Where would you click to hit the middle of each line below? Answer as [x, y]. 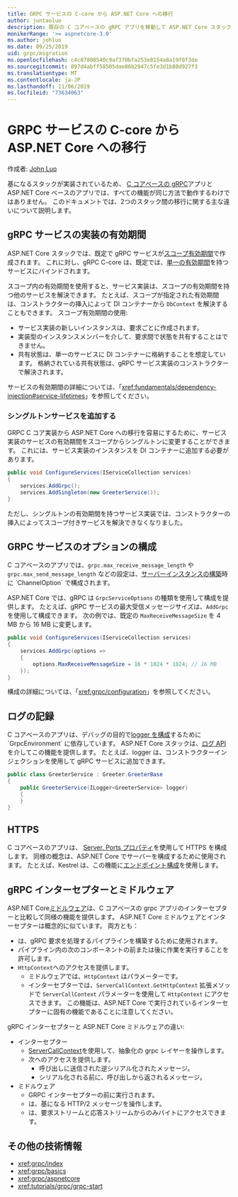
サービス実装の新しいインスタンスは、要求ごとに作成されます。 [110, 327]
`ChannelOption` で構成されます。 [64, 583]
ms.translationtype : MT [42, 73]
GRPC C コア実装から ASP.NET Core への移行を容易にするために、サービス [117, 433]
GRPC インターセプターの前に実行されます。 [93, 1095]
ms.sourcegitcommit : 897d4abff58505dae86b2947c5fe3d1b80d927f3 [103, 67]
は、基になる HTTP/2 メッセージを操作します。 [97, 1104]
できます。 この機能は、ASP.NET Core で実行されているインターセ [131, 1003]
